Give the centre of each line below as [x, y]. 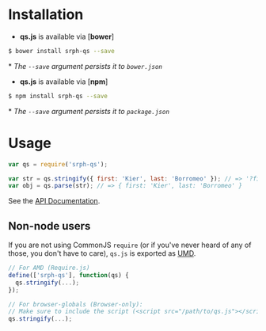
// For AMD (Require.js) [49, 268]
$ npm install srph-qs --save [58, 96]
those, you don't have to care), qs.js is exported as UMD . [102, 253]
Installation [46, 15]
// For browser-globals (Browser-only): [76, 304]
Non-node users [49, 226]
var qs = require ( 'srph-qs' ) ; [58, 164]
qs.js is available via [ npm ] [64, 82]
